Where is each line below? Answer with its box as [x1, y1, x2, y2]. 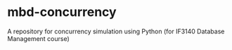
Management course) [7, 34, 70, 42]
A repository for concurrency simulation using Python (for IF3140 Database [7, 27, 225, 35]
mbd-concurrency [7, 4, 117, 20]
